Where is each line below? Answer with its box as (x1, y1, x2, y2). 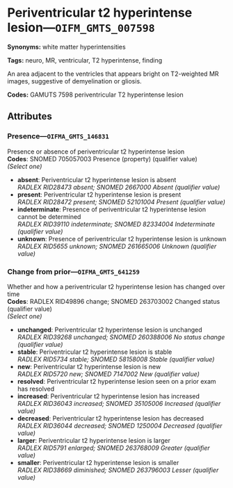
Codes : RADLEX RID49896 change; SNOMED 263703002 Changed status (7, 297, 220, 305)
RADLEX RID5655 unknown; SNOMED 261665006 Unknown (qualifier (17, 242, 217, 250)
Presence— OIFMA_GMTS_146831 (7, 131, 109, 141)
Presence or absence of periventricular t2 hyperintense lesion (7, 147, 185, 156)
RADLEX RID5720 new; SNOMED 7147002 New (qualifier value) (17, 370, 200, 378)
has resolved (17, 384, 55, 393)
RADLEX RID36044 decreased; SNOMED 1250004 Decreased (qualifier (17, 421, 223, 430)
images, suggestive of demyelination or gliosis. (7, 76, 142, 85)
